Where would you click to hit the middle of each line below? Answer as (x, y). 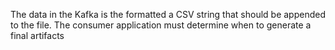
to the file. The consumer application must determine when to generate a (161, 25)
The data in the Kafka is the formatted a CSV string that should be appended (168, 14)
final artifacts (37, 35)
